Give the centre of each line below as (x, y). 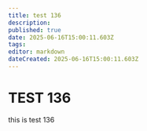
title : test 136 (35, 15)
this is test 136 (31, 119)
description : (29, 23)
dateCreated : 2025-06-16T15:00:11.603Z (73, 60)
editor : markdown (37, 52)
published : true (35, 30)
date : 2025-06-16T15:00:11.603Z (61, 37)
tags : (17, 45)
